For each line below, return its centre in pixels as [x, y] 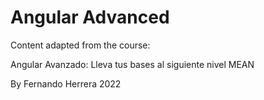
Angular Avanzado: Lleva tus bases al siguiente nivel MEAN [132, 64]
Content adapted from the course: [80, 45]
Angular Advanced [90, 17]
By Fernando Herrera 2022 [66, 83]
